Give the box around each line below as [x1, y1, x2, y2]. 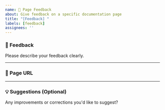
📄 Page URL [5, 70, 33, 77]
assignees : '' [5, 26, 34, 30]
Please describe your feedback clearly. [5, 53, 84, 59]
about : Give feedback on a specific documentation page [5, 12, 122, 17]
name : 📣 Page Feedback [5, 7, 52, 12]
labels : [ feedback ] [5, 21, 45, 26]
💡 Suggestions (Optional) [5, 88, 67, 95]
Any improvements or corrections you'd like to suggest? [5, 99, 118, 106]
